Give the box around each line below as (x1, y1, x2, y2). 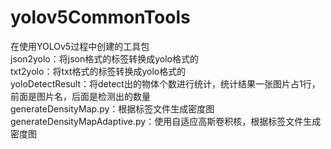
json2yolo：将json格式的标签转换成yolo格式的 (10, 52, 199, 65)
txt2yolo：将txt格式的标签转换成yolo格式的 (10, 65, 187, 77)
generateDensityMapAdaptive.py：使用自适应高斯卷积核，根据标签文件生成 (10, 115, 322, 127)
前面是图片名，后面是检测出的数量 (10, 90, 151, 102)
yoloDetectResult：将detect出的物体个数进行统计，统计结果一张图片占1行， (10, 77, 321, 90)
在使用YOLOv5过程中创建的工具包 (10, 40, 150, 52)
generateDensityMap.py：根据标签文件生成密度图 (10, 102, 215, 115)
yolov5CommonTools (10, 6, 191, 29)
